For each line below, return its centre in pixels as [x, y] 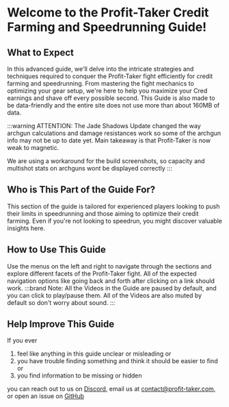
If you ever [22, 341]
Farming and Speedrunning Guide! [107, 27]
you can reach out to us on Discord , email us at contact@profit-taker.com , [111, 389]
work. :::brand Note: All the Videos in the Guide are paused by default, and [112, 288]
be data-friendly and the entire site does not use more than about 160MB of [113, 105]
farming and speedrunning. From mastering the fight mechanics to [101, 83]
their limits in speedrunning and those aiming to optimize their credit [103, 213]
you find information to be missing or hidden [79, 375]
